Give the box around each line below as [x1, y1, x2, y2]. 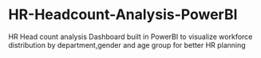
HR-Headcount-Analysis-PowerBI [8, 6, 238, 24]
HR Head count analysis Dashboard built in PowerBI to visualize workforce [8, 32, 253, 41]
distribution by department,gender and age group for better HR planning [8, 40, 246, 49]
